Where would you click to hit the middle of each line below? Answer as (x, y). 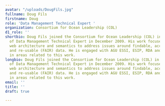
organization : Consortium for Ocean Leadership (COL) (61, 28)
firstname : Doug (22, 19)
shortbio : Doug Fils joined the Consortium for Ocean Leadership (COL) (80, 37)
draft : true (17, 91)
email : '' (15, 82)
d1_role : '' (17, 32)
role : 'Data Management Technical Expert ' (50, 23)
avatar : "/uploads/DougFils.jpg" (39, 10)
